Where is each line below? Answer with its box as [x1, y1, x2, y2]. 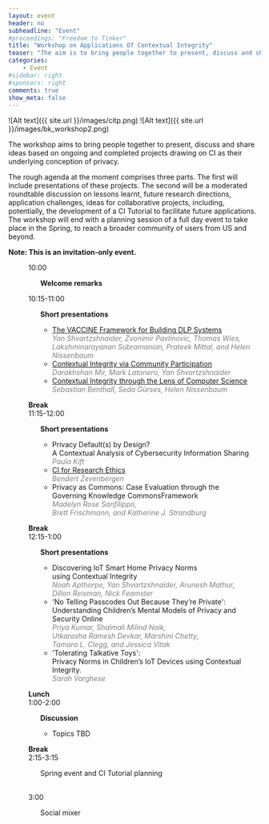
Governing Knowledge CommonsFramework [51, 491, 199, 501]
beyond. [8, 232, 36, 241]
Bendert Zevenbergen [51, 474, 124, 483]
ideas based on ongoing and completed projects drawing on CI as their [8, 148, 243, 158]
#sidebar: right [8, 71, 62, 79]
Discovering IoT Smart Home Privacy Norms [51, 563, 198, 573]
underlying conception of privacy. [8, 157, 120, 167]
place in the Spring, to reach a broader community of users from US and [8, 224, 247, 233]
